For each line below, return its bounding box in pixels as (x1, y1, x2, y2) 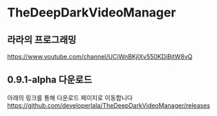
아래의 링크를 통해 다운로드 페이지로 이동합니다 (7, 93, 133, 102)
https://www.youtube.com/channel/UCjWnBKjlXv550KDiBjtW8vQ (7, 53, 193, 60)
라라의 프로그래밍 (7, 34, 77, 45)
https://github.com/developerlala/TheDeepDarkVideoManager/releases (7, 101, 211, 109)
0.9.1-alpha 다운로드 (7, 74, 92, 86)
